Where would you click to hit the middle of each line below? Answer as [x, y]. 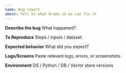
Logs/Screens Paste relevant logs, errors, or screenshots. [63, 56]
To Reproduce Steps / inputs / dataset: [44, 37]
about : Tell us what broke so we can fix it [51, 14]
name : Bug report [23, 9]
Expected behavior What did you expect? [47, 46]
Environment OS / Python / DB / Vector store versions [59, 65]
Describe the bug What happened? [41, 28]
